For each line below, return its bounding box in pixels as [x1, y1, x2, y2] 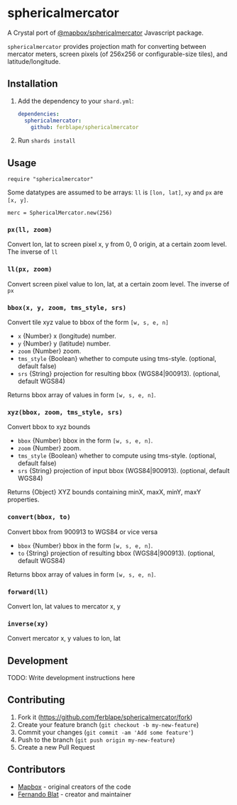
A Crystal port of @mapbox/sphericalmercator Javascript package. [7, 28, 204, 37]
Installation [7, 78, 58, 90]
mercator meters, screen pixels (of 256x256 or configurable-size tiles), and [7, 50, 228, 58]
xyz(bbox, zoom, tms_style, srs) [7, 409, 123, 416]
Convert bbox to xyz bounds [7, 423, 91, 431]
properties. [7, 495, 40, 504]
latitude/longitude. [7, 57, 61, 65]
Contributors [7, 764, 66, 776]
